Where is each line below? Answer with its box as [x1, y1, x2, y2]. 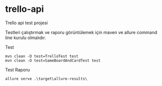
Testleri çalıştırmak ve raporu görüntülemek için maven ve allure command [5, 29, 158, 35]
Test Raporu [5, 67, 30, 73]
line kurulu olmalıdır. [5, 35, 46, 41]
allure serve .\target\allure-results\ [5, 76, 88, 81]
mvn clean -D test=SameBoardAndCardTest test [5, 58, 101, 63]
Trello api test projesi [5, 20, 48, 26]
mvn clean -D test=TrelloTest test [5, 53, 79, 59]
